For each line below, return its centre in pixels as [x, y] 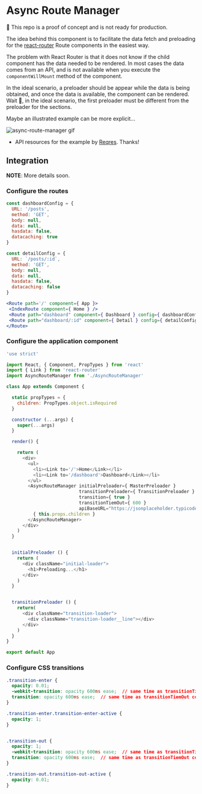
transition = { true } [105, 497]
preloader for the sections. [39, 107]
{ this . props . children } [64, 514]
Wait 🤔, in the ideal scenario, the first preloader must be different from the [98, 101]
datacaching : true [35, 237]
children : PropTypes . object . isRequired [67, 403]
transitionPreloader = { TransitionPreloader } [137, 492]
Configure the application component [62, 341]
